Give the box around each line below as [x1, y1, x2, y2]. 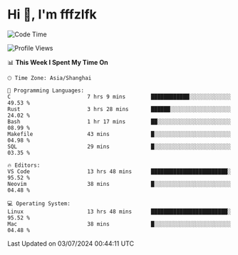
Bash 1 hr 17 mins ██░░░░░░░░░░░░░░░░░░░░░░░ [7, 118, 232, 125]
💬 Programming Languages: [7, 87, 84, 94]
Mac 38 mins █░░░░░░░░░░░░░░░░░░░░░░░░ [7, 220, 232, 227]
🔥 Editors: [7, 162, 41, 169]
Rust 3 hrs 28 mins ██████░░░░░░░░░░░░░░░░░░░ [7, 105, 232, 113]
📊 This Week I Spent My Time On [7, 58, 108, 66]
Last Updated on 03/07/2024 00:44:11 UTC [7, 239, 134, 248]
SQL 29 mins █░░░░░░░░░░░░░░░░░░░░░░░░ [7, 142, 232, 150]
